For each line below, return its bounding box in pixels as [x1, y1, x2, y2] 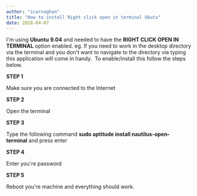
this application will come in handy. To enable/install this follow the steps [6, 55, 186, 63]
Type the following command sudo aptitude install [6, 130, 131, 138]
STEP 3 [6, 119, 25, 126]
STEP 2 [6, 96, 25, 103]
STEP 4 [6, 148, 25, 155]
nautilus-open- [132, 130, 170, 138]
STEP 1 [6, 73, 24, 80]
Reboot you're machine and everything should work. [6, 183, 135, 191]
